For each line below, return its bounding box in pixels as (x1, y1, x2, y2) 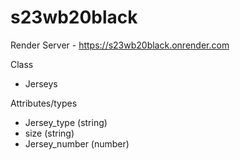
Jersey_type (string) (24, 116, 108, 128)
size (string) (24, 127, 75, 139)
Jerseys (24, 77, 58, 90)
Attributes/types (10, 97, 78, 109)
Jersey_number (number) (24, 137, 130, 150)
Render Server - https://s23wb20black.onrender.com (10, 39, 230, 51)
